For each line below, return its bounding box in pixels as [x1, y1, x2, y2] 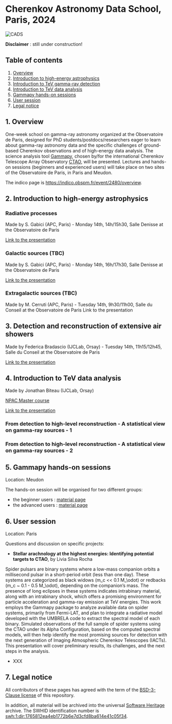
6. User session [5, 517, 56, 526]
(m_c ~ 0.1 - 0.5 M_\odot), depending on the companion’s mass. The [5, 582, 149, 589]
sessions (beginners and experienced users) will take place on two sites [12, 164, 164, 170]
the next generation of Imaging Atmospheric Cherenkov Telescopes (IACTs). [5, 637, 167, 643]
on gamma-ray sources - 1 [5, 427, 72, 434]
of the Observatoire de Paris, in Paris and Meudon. [5, 169, 112, 176]
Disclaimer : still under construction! [5, 41, 83, 47]
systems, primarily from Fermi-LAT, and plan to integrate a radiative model [5, 610, 163, 616]
